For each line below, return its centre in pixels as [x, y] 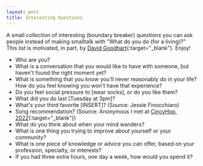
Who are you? [33, 60]
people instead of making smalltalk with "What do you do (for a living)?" [96, 41]
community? [31, 137]
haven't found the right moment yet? [61, 72]
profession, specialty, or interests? [58, 150]
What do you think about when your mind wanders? [80, 124]
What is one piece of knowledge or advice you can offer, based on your [105, 144]
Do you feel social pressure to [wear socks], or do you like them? [96, 92]
